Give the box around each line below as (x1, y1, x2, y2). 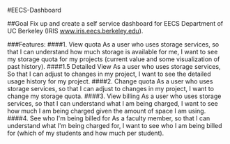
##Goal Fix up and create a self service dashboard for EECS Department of (7, 19, 224, 27)
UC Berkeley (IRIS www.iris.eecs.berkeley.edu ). (7, 27, 144, 35)
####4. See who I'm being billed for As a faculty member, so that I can (7, 114, 210, 122)
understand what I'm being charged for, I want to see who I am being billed (7, 122, 222, 129)
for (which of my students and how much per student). (7, 129, 164, 137)
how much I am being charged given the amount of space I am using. (7, 107, 206, 115)
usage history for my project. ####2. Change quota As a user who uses (7, 77, 213, 86)
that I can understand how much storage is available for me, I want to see (7, 48, 218, 56)
